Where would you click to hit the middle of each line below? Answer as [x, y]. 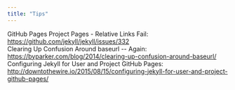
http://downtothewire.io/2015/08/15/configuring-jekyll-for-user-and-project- [117, 71]
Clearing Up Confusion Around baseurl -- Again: [77, 49]
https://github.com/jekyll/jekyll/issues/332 [68, 41]
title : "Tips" [28, 14]
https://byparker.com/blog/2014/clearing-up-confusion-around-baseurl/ [112, 56]
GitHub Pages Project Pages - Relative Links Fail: [78, 34]
